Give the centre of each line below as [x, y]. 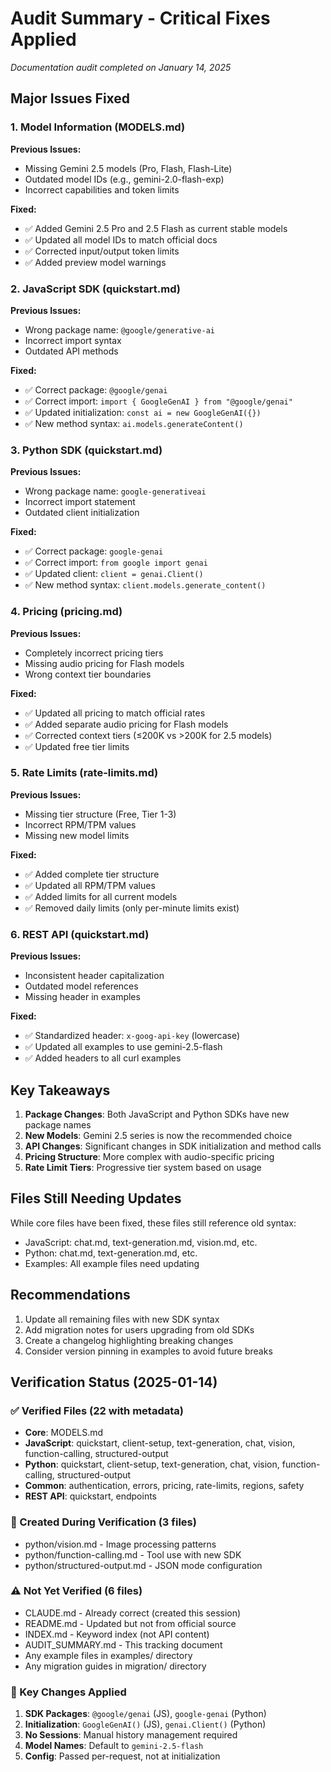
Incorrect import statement [80, 502]
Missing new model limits [77, 835]
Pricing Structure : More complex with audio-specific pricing [149, 1156]
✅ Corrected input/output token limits [102, 251]
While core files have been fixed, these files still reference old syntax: [153, 1223]
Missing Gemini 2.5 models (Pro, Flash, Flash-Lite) [128, 168]
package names [58, 1124]
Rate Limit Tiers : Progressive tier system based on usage [143, 1167]
